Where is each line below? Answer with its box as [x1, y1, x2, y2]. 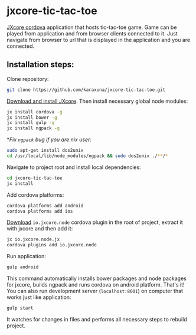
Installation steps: [6, 60, 74, 70]
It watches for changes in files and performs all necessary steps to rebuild [6, 316, 188, 323]
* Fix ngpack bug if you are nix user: [6, 136, 92, 143]
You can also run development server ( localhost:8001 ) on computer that [6, 288, 184, 294]
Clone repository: [6, 75, 49, 82]
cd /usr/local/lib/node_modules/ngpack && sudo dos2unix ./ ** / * [6, 153, 168, 159]
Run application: [6, 253, 46, 260]
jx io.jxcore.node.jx [6, 236, 60, 243]
